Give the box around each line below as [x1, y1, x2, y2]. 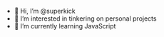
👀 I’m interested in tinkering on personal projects [14, 14, 157, 23]
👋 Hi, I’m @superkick [14, 7, 76, 15]
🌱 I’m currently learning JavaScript [14, 22, 116, 30]
